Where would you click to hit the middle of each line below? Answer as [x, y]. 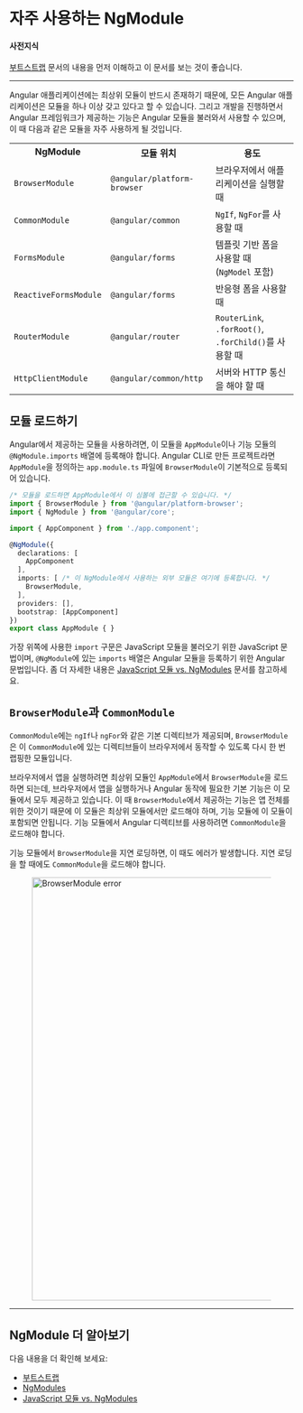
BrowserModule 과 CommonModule [92, 712]
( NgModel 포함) [245, 272]
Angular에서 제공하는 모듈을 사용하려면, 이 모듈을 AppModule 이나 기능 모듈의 [143, 444]
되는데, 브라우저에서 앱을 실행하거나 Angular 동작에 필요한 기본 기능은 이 [153, 789]
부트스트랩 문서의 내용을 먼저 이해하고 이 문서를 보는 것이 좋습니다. [126, 68]
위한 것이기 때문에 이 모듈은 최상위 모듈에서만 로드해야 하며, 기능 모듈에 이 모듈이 [151, 811]
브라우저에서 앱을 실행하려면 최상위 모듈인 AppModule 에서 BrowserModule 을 [141, 777]
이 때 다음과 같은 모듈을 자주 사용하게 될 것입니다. [96, 129]
